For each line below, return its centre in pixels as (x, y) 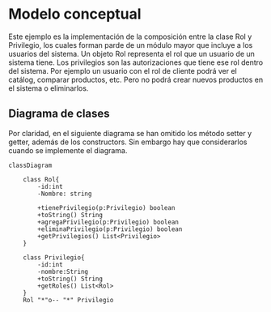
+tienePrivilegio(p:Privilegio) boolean (106, 207)
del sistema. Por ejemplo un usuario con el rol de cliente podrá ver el (123, 71)
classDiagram (30, 165)
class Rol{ (41, 179)
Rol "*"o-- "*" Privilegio (68, 300)
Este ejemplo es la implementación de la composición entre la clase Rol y (130, 36)
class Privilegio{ (54, 257)
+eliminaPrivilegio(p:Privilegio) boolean (110, 229)
